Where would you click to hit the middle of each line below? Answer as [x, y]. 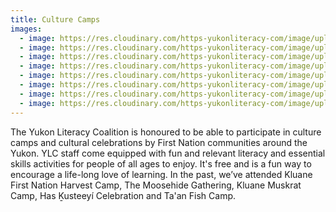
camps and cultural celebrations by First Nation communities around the [159, 142]
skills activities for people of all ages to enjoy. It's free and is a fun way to [161, 163]
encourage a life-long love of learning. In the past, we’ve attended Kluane [161, 174]
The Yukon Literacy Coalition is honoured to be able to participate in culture [166, 132]
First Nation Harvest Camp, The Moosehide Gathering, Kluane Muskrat [156, 185]
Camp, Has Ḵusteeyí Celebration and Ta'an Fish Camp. [123, 195]
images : [26, 29]
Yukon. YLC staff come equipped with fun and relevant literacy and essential [168, 153]
